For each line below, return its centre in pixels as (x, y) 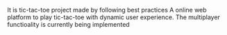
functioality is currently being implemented (68, 24)
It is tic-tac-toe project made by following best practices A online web (107, 10)
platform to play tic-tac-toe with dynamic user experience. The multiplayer (114, 17)
